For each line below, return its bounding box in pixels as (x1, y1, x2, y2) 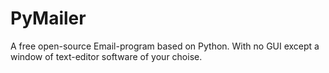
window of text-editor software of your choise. (10, 50, 203, 62)
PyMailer (10, 7, 87, 30)
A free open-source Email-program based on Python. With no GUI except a (10, 40, 320, 52)
